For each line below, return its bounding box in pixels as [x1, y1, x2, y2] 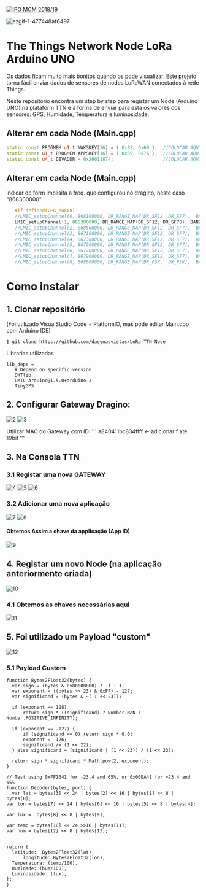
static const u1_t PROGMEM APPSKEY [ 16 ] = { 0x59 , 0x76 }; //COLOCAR [6, 150, 188, 157]
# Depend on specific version [14, 366, 92, 373]
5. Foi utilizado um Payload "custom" [6, 632, 151, 643]
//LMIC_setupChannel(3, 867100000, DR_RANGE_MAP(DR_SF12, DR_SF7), [14, 230, 191, 236]
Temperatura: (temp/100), [12, 860, 78, 867]
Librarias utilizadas [6, 349, 54, 357]
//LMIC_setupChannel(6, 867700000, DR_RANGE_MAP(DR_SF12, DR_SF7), [14, 247, 191, 254]
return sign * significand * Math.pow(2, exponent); [12, 758, 150, 764]
